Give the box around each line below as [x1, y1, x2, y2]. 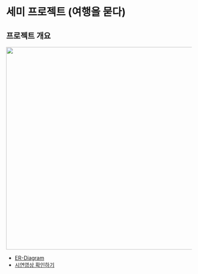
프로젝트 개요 [6, 31, 51, 41]
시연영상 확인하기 [14, 262, 55, 268]
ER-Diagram [14, 255, 44, 261]
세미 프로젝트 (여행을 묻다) [6, 5, 126, 19]
